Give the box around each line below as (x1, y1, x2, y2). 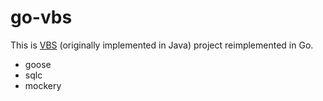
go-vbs (10, 6, 73, 29)
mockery (24, 79, 62, 91)
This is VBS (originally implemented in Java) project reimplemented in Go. (10, 39, 314, 51)
